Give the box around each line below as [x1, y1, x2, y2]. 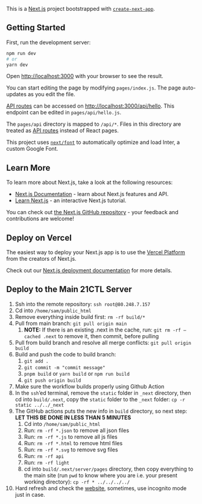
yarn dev [6, 62, 28, 68]
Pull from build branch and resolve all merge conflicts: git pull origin [14, 339, 192, 346]
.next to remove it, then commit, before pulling [43, 332, 159, 339]
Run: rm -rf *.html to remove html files [24, 439, 123, 447]
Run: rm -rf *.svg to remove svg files [24, 446, 119, 453]
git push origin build [24, 378, 81, 384]
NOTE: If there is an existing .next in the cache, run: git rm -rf [24, 326, 181, 333]
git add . [24, 358, 49, 364]
